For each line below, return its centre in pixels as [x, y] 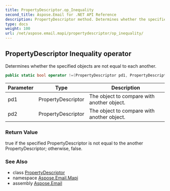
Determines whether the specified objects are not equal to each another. [81, 66]
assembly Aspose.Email [37, 183]
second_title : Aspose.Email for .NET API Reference [61, 15]
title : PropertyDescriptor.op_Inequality [50, 10]
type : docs [17, 24]
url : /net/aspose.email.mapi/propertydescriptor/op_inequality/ [74, 33]
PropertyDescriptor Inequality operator [68, 54]
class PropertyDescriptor [39, 173]
